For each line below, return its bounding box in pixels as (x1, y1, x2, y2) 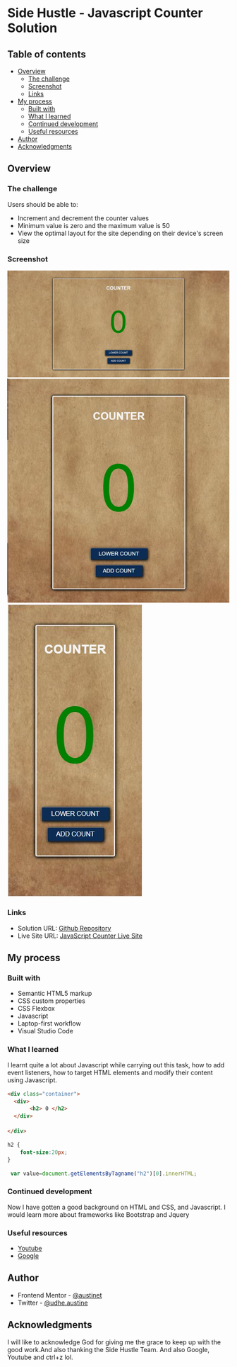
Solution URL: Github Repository (17, 924, 111, 932)
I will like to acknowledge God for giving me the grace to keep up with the (7, 1337, 221, 1346)
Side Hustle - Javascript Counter (7, 5, 203, 21)
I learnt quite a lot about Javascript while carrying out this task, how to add (7, 1060, 225, 1069)
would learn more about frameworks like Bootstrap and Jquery (7, 1210, 190, 1219)
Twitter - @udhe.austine (17, 1298, 88, 1307)
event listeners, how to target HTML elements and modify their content (7, 1068, 213, 1077)
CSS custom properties (17, 997, 86, 1005)
